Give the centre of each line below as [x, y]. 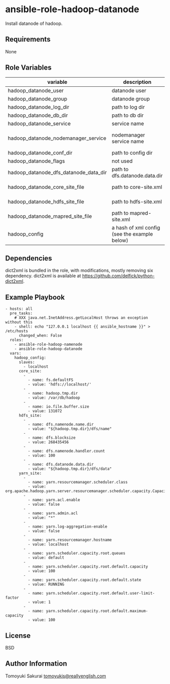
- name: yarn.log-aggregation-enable [68, 527]
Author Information [36, 664]
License [18, 636]
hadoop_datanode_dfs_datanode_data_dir [57, 172]
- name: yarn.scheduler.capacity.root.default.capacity [88, 567]
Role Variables [28, 68]
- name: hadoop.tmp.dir [53, 394]
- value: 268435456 [48, 442]
